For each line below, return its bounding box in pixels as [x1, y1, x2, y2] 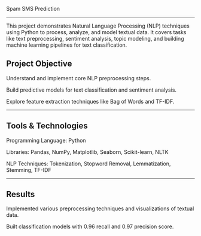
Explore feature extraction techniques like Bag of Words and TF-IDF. [6, 98, 175, 105]
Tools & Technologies [6, 121, 88, 131]
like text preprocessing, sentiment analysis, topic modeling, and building [6, 35, 184, 42]
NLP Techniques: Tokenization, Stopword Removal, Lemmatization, [6, 160, 171, 167]
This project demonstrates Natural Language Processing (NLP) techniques [6, 22, 190, 29]
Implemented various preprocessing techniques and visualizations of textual [6, 205, 194, 212]
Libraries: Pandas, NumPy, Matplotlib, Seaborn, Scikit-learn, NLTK [6, 148, 169, 155]
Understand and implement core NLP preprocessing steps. [6, 74, 151, 81]
